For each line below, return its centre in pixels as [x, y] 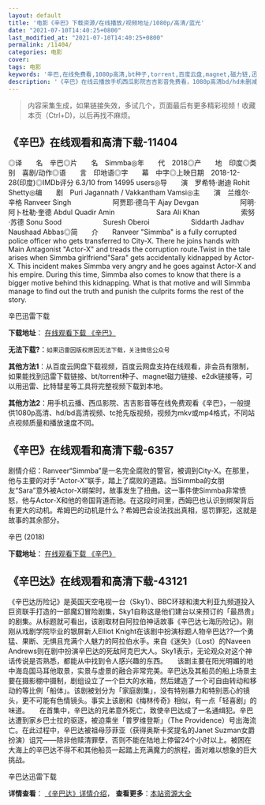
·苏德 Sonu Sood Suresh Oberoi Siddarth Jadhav [126, 222]
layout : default [35, 15]
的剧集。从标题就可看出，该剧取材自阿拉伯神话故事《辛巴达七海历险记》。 [127, 621]
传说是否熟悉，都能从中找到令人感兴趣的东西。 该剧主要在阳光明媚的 [131, 660]
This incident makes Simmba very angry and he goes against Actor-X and [136, 266]
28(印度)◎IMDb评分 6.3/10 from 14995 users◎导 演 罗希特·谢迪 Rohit [129, 183]
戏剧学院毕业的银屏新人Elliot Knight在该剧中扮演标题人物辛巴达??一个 [134, 631]
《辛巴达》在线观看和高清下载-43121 [98, 581]
